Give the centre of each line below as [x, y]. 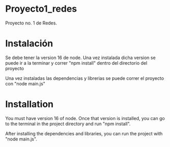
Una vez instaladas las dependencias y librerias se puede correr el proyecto [84, 78]
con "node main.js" [25, 83]
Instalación [29, 43]
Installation [29, 104]
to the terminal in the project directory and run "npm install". [68, 124]
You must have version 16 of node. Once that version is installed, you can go [85, 118]
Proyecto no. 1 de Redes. [31, 23]
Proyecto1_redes [41, 9]
